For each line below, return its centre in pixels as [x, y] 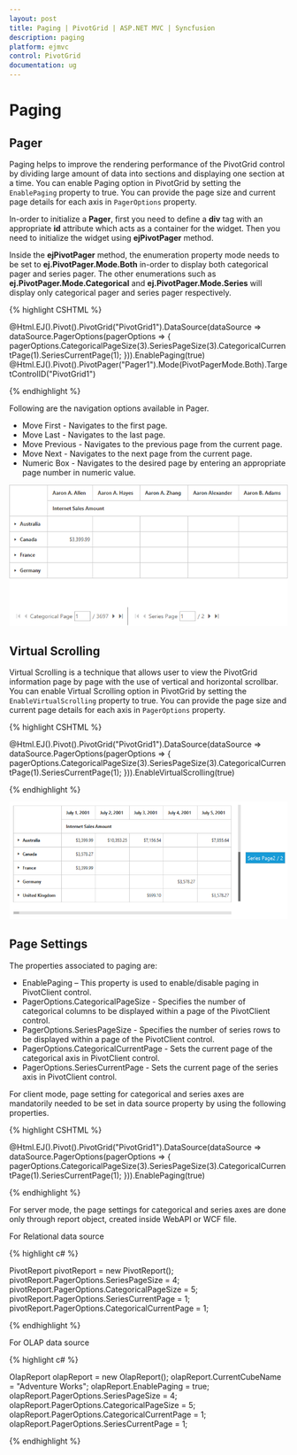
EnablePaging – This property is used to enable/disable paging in [140, 982]
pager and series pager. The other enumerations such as [113, 274]
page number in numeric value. [79, 472]
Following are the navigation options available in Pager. [109, 408]
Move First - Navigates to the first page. [95, 426]
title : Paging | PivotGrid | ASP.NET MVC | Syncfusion [112, 28]
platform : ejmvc [39, 47]
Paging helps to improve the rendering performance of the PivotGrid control [147, 164]
